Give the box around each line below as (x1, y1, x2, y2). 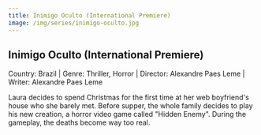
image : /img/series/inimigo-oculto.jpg (8, 19, 140, 27)
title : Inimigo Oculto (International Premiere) (8, 11, 171, 20)
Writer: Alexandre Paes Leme (8, 77, 103, 87)
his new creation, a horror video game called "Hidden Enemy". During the (8, 110, 247, 119)
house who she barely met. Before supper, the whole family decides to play (8, 101, 254, 111)
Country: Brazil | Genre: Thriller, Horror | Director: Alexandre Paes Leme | (8, 69, 245, 79)
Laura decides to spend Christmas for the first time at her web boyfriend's (8, 92, 250, 103)
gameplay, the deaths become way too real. (8, 118, 151, 127)
